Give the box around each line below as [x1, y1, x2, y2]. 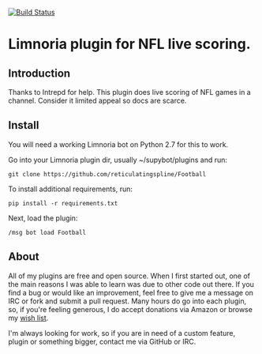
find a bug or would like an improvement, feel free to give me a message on [8, 288, 254, 297]
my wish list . [8, 313, 49, 322]
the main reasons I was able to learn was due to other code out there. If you [8, 279, 255, 288]
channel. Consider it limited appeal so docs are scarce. [8, 96, 187, 105]
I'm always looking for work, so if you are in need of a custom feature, [8, 328, 236, 337]
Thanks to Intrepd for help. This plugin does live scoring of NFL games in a [8, 88, 251, 96]
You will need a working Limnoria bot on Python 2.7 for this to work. [8, 139, 229, 149]
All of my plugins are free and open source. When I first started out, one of [8, 271, 251, 281]
